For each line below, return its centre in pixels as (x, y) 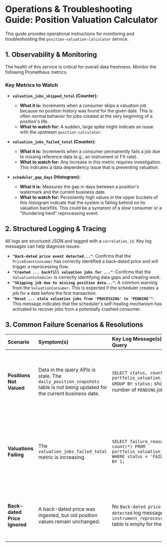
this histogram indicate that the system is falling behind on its (83, 203)
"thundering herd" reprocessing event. (59, 213)
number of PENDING (133, 390)
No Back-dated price (136, 507)
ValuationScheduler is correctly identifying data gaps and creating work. (86, 277)
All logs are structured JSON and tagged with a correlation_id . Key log (78, 241)
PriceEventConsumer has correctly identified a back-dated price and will (85, 261)
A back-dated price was (67, 509)
